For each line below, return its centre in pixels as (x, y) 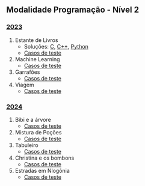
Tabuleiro (26, 145)
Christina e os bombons (45, 158)
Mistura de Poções (38, 132)
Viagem (24, 85)
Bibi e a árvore (33, 119)
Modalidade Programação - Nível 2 (73, 10)
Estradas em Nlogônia (42, 170)
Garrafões (27, 72)
